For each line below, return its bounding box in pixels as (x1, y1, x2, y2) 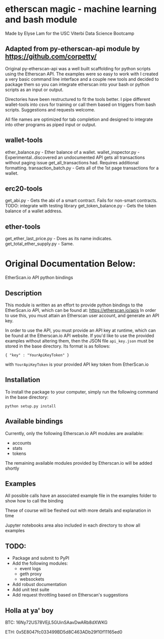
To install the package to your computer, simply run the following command (5, 389, 158, 394)
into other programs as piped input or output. (5, 121, 97, 127)
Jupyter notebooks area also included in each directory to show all (5, 522, 140, 528)
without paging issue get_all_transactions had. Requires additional (5, 159, 139, 165)
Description (5, 289, 42, 297)
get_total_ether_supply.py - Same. (5, 241, 74, 247)
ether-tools (5, 222, 41, 231)
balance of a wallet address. (5, 208, 63, 214)
